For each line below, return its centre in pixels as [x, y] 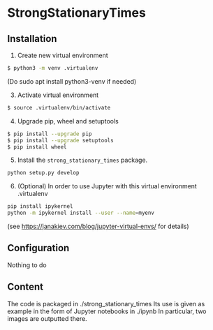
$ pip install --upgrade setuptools [60, 140]
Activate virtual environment [58, 95]
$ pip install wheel [37, 147]
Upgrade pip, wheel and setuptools [68, 121]
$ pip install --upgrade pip [50, 134]
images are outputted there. [47, 318]
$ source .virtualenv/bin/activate [59, 107]
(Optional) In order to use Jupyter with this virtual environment [107, 186]
